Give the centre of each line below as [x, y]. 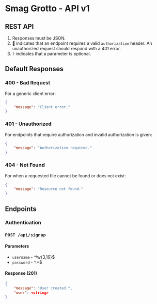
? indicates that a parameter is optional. [51, 54]
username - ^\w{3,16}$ [33, 257]
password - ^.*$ [27, 262]
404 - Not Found [25, 165]
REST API [19, 27]
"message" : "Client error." [42, 107]
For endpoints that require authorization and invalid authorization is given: [79, 134]
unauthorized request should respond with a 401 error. [66, 48]
